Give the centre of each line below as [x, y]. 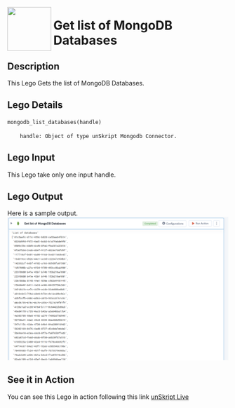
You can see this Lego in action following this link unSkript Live [98, 397]
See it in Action [41, 380]
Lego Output [35, 197]
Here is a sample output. [43, 213]
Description [33, 66]
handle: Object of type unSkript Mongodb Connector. [99, 136]
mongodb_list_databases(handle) [54, 122]
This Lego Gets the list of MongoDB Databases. [76, 83]
